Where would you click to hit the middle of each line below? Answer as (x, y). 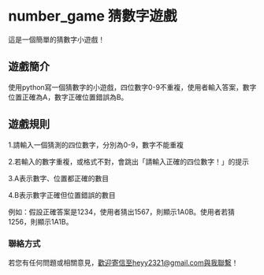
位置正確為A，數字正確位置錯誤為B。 (68, 97)
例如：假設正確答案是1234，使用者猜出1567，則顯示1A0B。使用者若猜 (121, 212)
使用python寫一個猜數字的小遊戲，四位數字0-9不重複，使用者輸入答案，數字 (132, 87)
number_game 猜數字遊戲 (93, 16)
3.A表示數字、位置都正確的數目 (59, 178)
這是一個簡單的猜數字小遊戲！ (56, 39)
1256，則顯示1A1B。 (41, 221)
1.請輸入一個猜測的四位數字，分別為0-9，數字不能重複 (96, 145)
